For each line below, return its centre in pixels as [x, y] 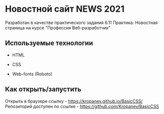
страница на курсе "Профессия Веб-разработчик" [58, 27]
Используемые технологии [49, 43]
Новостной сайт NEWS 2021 [65, 9]
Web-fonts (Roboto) [32, 74]
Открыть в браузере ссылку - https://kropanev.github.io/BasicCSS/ [74, 101]
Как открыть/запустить [43, 89]
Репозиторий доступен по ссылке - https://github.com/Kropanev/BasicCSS [82, 106]
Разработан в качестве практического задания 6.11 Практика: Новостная [81, 23]
